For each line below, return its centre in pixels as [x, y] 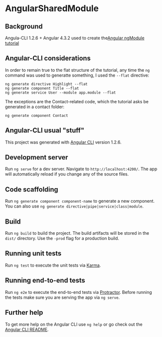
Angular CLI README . [27, 329]
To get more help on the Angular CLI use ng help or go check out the [74, 324]
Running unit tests [33, 253]
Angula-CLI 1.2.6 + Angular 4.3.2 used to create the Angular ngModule [75, 38]
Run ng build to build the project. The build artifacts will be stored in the [77, 233]
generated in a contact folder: [35, 107]
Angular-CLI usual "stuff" [45, 131]
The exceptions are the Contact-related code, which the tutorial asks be [77, 101]
